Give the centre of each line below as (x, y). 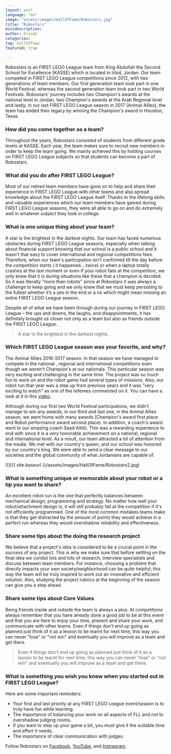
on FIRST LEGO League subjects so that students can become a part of (80, 156)
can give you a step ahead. (34, 585)
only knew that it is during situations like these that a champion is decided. (83, 276)
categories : (18, 39)
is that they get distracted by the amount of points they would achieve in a (83, 517)
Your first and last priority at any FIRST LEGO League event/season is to (88, 704)
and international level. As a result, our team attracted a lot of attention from (85, 439)
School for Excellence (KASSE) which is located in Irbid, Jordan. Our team (83, 73)
